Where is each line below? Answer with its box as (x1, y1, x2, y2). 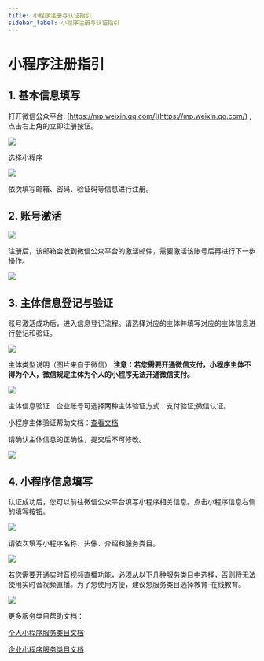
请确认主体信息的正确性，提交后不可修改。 (8, 434, 146, 445)
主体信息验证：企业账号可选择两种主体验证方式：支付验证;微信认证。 (8, 401, 231, 411)
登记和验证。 (14, 328, 57, 338)
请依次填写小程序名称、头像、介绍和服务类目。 (8, 538, 159, 548)
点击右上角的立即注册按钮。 (8, 121, 98, 131)
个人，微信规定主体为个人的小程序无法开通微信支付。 (21, 370, 194, 379)
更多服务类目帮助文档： (8, 611, 84, 620)
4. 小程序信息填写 (8, 475, 93, 488)
